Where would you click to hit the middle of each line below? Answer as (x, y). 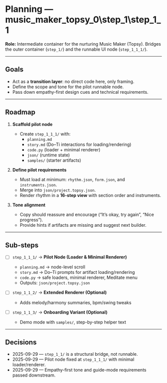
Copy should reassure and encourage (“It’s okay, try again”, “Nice (87, 214)
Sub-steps (22, 245)
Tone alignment (29, 205)
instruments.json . (38, 185)
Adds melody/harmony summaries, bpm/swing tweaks (76, 302)
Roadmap (20, 112)
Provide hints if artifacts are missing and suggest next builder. (83, 225)
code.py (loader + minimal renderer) (64, 149)
